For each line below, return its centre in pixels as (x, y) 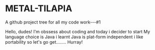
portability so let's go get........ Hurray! (44, 42)
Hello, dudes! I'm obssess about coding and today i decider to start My (78, 31)
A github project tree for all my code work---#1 (53, 22)
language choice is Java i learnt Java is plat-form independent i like (74, 37)
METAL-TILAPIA (39, 9)
